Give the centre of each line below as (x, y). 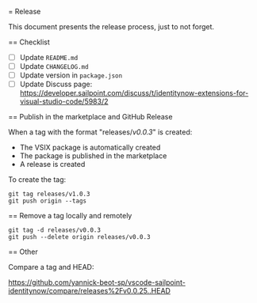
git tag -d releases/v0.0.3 (55, 230)
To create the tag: (37, 180)
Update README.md (49, 57)
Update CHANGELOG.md (54, 66)
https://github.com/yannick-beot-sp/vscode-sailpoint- (97, 282)
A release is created (52, 165)
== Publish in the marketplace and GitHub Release (90, 117)
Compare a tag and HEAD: (51, 267)
